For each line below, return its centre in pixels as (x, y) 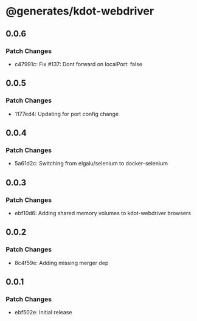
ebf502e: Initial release (43, 312)
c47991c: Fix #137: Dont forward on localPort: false (78, 64)
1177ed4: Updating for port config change (67, 114)
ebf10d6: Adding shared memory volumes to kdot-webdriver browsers (103, 213)
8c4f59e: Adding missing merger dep (61, 263)
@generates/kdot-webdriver (80, 11)
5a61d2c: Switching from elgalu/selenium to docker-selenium (91, 164)
